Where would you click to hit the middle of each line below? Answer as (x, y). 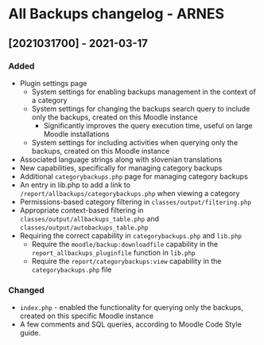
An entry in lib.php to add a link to (75, 185)
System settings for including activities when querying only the (135, 142)
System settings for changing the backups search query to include (141, 108)
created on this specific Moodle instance (86, 316)
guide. (30, 333)
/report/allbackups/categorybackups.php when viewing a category (130, 193)
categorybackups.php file (72, 269)
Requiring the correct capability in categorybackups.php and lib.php (131, 235)
